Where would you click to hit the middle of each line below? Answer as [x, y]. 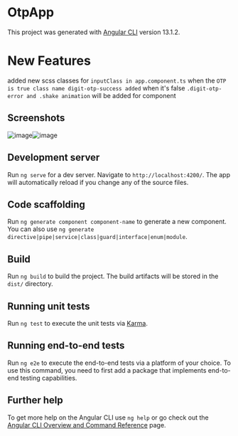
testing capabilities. [49, 378]
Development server [54, 158]
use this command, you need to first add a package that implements [107, 370]
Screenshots [36, 118]
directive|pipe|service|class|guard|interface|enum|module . [97, 237]
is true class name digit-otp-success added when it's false [96, 88]
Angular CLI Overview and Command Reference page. [87, 425]
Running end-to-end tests [66, 346]
